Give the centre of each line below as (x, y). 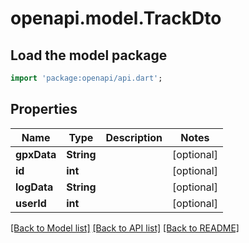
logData (34, 187)
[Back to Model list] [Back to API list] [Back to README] (125, 228)
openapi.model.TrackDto (116, 18)
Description (134, 137)
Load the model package (89, 55)
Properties (44, 109)
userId (31, 203)
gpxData (36, 154)
